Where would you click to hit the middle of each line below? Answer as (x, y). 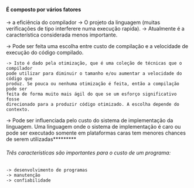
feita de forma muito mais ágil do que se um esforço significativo (91, 94)
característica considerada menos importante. (62, 35)
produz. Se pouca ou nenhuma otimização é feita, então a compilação (93, 84)
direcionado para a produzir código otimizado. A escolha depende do (93, 105)
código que (19, 79)
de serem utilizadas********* (41, 139)
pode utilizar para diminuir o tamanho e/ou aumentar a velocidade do (94, 74)
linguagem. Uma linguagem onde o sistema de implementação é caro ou (93, 127)
